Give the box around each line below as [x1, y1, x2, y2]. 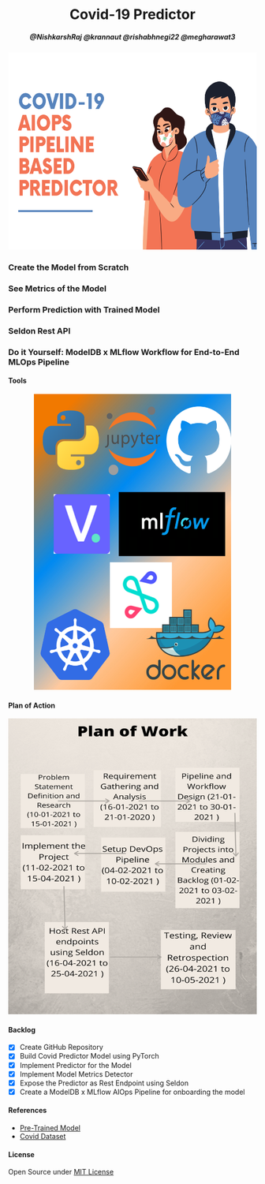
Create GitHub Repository [19, 1043, 104, 1052]
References [8, 1106, 47, 1115]
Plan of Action [8, 700, 56, 710]
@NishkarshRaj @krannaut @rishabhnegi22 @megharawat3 [29, 32, 236, 41]
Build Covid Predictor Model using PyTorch [19, 1051, 159, 1061]
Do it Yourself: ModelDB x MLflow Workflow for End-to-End [8, 346, 240, 357]
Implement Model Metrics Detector [19, 1069, 133, 1078]
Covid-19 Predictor [69, 6, 196, 24]
